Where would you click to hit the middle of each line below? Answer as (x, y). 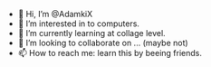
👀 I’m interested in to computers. (79, 24)
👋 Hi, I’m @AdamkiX (55, 14)
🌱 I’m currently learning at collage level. (91, 33)
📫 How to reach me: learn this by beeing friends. (110, 53)
